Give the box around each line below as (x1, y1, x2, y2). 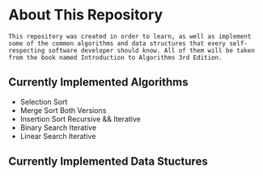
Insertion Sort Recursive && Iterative (19, 114, 142, 124)
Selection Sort (19, 97, 68, 107)
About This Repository (8, 6, 163, 24)
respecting (8, 46, 45, 54)
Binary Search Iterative (19, 123, 97, 132)
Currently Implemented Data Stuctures (8, 155, 208, 169)
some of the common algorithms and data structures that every (8, 39, 227, 48)
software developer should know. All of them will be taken (48, 46, 255, 54)
